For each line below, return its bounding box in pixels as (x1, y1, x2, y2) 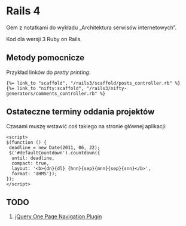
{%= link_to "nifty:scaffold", (6, 85, 84, 91)
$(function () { (6, 139, 47, 145)
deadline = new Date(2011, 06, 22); (8, 144, 100, 150)
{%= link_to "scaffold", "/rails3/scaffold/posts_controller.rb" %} (6, 80, 181, 86)
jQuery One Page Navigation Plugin (14, 213, 102, 220)
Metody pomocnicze (6, 52, 85, 63)
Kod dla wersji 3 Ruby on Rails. (6, 35, 82, 42)
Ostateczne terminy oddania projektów (6, 107, 155, 117)
